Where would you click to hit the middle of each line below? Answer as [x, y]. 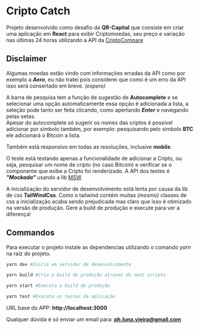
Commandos [30, 233]
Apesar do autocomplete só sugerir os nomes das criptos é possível [90, 123]
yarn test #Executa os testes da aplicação [61, 297]
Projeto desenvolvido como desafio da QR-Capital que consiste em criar [95, 27]
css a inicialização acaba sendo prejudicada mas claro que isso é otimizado [99, 201]
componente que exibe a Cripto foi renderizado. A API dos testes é [88, 171]
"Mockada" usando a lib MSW [44, 177]
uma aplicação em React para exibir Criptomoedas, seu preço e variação [96, 33]
